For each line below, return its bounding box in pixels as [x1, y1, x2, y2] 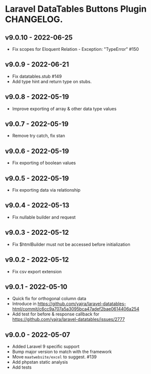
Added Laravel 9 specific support [12, 344, 80, 350]
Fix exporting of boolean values [12, 160, 76, 166]
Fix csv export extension [12, 268, 62, 274]
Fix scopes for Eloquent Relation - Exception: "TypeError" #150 [12, 46, 139, 52]
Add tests [12, 364, 32, 370]
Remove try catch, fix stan [12, 133, 65, 139]
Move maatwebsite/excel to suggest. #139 [12, 354, 97, 360]
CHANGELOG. [5, 14, 63, 25]
